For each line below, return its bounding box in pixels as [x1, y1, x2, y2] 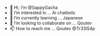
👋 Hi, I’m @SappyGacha [9, 5, 58, 10]
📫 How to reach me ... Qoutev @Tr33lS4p [9, 26, 96, 31]
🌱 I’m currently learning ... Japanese [9, 15, 83, 20]
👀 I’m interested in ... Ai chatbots [9, 10, 75, 16]
